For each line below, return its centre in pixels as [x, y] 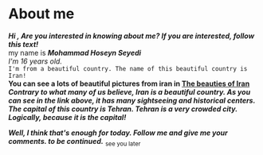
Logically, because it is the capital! [67, 117]
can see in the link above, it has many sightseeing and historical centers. [132, 100]
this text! [24, 44]
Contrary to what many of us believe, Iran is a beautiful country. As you [130, 91]
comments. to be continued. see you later [75, 142]
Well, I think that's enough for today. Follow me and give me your [118, 133]
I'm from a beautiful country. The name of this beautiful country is [128, 68]
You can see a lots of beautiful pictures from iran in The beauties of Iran [129, 83]
